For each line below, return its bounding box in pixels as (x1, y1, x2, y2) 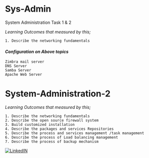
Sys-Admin (5, 3, 51, 15)
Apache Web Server (5, 72, 42, 77)
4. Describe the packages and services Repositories (5, 126, 114, 132)
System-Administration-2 (5, 88, 111, 99)
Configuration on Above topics (5, 49, 69, 54)
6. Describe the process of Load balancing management (5, 135, 118, 140)
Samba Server (5, 68, 32, 73)
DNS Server (5, 64, 27, 69)
